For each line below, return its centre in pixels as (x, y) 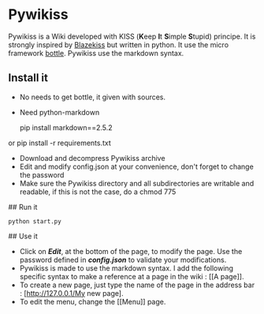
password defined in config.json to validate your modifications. (123, 260)
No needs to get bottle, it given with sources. (93, 97)
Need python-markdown (59, 112)
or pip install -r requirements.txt (60, 143)
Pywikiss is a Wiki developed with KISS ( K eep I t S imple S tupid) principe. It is (132, 36)
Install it (28, 78)
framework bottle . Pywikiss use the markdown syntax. (96, 53)
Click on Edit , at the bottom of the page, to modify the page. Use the (131, 251)
